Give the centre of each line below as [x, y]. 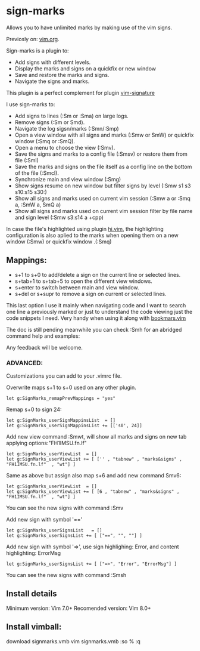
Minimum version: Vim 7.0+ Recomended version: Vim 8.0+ [79, 608]
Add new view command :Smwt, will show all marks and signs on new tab [96, 437]
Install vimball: [34, 627]
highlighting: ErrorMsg [34, 553]
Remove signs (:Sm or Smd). [50, 122]
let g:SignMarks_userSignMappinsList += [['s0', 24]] [74, 426]
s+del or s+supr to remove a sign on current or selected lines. [90, 294]
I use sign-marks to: [31, 104]
